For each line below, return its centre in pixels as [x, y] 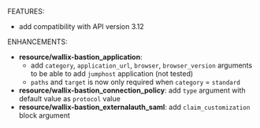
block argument [44, 115]
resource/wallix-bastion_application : [80, 57]
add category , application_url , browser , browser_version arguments [141, 65]
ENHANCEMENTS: [37, 42]
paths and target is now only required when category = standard [136, 82]
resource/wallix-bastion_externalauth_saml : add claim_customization [134, 107]
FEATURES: [26, 11]
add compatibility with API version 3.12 [82, 26]
